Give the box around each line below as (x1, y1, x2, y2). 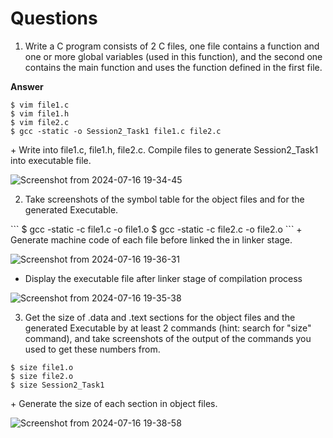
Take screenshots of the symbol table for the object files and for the (24, 193, 305, 205)
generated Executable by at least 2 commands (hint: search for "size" (24, 322, 312, 334)
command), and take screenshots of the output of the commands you (24, 332, 312, 344)
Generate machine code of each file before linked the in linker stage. (10, 233, 293, 246)
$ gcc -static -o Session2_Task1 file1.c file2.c (10, 126, 222, 136)
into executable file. (10, 154, 92, 166)
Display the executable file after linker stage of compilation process (24, 272, 303, 284)
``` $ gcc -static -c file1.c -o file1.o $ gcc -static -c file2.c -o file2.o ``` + (10, 223, 303, 235)
